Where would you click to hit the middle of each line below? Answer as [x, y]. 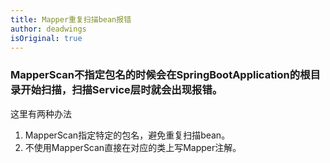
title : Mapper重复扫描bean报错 [71, 19]
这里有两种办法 [41, 113]
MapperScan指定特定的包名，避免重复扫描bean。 [127, 135]
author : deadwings [48, 29]
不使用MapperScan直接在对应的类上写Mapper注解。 [133, 147]
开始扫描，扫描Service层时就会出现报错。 [121, 90]
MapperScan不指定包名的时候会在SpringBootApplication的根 [160, 75]
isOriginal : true [46, 38]
